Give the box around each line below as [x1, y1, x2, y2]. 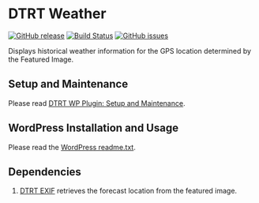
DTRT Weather [8, 5, 107, 23]
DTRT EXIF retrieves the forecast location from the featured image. [19, 186, 238, 196]
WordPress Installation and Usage [8, 122, 179, 135]
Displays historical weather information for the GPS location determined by [8, 46, 251, 55]
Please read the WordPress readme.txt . [8, 142, 136, 152]
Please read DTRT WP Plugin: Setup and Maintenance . [8, 98, 186, 107]
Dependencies [8, 165, 81, 179]
